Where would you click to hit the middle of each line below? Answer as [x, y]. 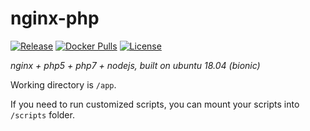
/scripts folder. [42, 114]
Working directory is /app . [63, 84]
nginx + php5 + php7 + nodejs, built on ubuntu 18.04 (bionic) [135, 65]
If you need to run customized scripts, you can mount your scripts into [155, 104]
